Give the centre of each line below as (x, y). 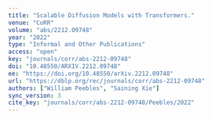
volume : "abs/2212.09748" (50, 30)
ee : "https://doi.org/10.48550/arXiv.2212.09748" (91, 74)
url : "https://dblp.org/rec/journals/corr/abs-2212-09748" (107, 81)
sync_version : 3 (35, 96)
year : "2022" (29, 37)
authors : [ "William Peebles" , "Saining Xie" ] (84, 88)
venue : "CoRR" (31, 23)
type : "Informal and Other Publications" (77, 45)
